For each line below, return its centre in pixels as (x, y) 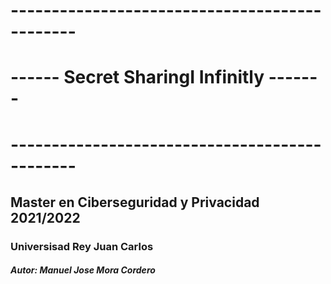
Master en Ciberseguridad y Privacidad (135, 202)
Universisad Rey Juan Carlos (82, 246)
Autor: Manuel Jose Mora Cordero (83, 270)
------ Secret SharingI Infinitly (137, 77)
